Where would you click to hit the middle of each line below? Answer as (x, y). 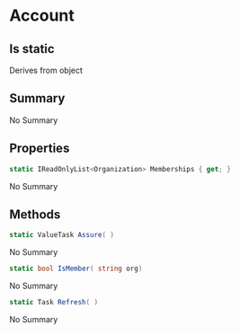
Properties (40, 149)
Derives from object (46, 70)
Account (42, 16)
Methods (35, 214)
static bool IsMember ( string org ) (76, 269)
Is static (32, 49)
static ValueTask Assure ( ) (62, 235)
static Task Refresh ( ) (54, 303)
